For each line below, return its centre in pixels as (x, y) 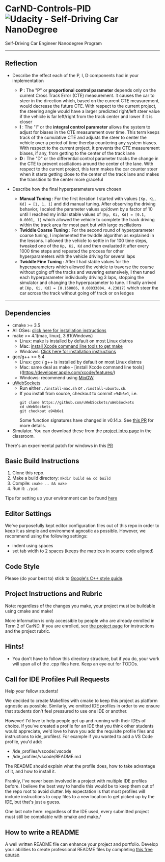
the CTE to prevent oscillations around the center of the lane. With (86, 164)
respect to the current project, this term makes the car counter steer (89, 169)
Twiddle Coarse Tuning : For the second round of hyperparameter (87, 230)
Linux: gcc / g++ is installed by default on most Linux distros (81, 362)
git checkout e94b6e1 (41, 411)
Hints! (14, 647)
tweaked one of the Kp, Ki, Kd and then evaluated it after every (84, 246)
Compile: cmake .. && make (40, 483)
